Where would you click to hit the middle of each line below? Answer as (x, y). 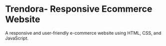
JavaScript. (17, 38)
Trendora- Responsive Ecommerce (79, 9)
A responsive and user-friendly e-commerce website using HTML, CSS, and (83, 33)
